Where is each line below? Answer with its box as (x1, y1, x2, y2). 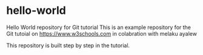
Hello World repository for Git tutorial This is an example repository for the (6, 24, 191, 31)
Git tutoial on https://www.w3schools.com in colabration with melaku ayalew (6, 30, 197, 37)
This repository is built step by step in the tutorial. (6, 42, 130, 49)
